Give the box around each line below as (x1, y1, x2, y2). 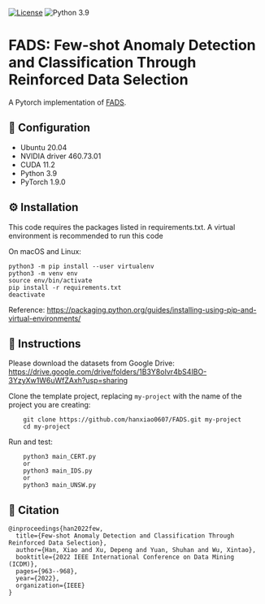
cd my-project (23, 423, 71, 431)
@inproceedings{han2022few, (8, 524, 104, 533)
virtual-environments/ (8, 313, 81, 323)
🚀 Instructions (8, 337, 81, 351)
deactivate (8, 291, 46, 299)
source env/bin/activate (8, 276, 93, 284)
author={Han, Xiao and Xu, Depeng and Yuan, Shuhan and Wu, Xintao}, (15, 546, 256, 554)
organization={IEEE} (15, 581, 85, 590)
